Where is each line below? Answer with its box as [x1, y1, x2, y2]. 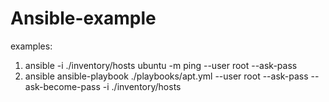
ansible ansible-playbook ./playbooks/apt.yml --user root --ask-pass [24, 70, 309, 82]
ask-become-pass [24, 80, 101, 92]
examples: [10, 40, 53, 52]
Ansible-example [10, 7, 157, 30]
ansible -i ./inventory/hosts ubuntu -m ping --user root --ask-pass [24, 59, 298, 71]
